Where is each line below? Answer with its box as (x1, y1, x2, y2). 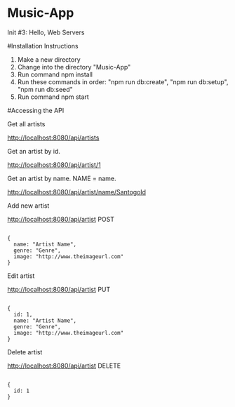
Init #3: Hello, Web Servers (7, 28, 85, 36)
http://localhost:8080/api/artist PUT (7, 285, 111, 293)
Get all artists (7, 119, 46, 128)
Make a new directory (17, 55, 81, 64)
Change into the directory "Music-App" (17, 62, 131, 71)
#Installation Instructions (7, 41, 79, 50)
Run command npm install (17, 70, 93, 79)
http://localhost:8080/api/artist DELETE (7, 361, 121, 370)
